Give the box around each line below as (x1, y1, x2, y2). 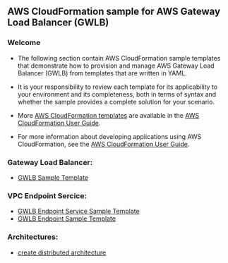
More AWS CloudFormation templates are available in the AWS (17, 111, 200, 119)
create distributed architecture (17, 248, 107, 257)
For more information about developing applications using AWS (17, 132, 202, 140)
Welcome (7, 38, 41, 48)
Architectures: (7, 232, 59, 242)
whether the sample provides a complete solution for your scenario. (17, 97, 215, 106)
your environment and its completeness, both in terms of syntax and (17, 90, 217, 98)
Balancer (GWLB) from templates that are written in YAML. (17, 68, 187, 77)
